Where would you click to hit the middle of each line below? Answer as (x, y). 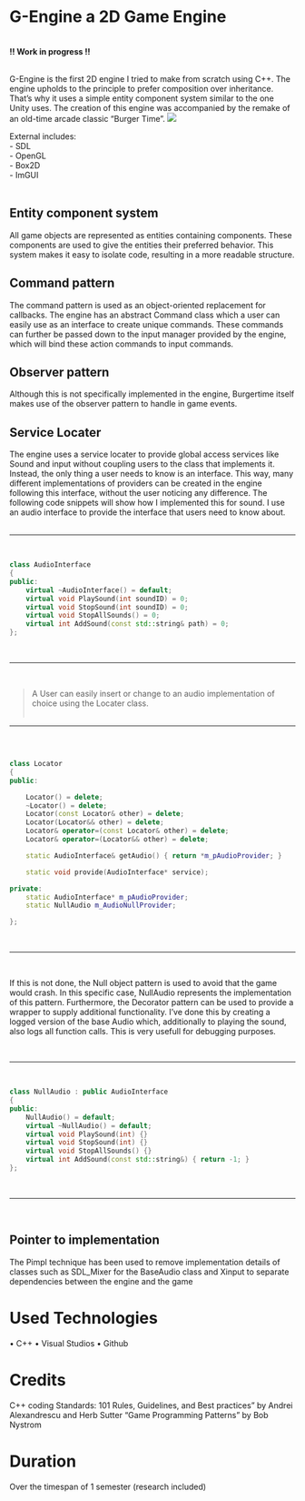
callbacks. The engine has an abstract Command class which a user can (145, 315)
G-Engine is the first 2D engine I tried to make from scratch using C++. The (150, 78)
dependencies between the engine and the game (101, 1281)
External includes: (43, 136)
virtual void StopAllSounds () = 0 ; (93, 616)
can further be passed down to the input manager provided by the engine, (148, 334)
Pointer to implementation (85, 1240)
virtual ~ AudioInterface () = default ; (99, 590)
